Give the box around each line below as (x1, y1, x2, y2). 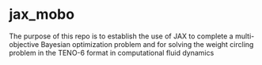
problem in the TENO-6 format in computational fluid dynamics (9, 48, 215, 57)
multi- (234, 31, 255, 41)
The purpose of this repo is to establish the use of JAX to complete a (9, 31, 234, 41)
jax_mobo (9, 5, 74, 23)
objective (9, 39, 40, 49)
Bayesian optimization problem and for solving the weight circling (40, 39, 254, 49)
